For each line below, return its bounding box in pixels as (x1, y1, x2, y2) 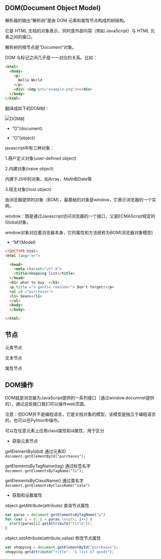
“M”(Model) (12, 239, 36, 245)
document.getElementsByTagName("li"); (5, 468, 84, 473)
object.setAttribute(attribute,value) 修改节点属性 (5, 535, 101, 541)
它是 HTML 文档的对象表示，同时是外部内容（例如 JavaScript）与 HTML (5, 28, 149, 34)
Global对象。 (5, 219, 31, 225)
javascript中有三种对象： (5, 145, 55, 150)
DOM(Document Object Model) (5, 4, 101, 12)
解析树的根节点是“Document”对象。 (5, 44, 77, 50)
